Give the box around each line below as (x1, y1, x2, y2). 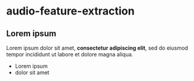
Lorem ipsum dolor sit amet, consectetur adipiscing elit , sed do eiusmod (6, 44, 189, 51)
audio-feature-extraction (6, 4, 135, 18)
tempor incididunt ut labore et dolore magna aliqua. (6, 51, 134, 58)
